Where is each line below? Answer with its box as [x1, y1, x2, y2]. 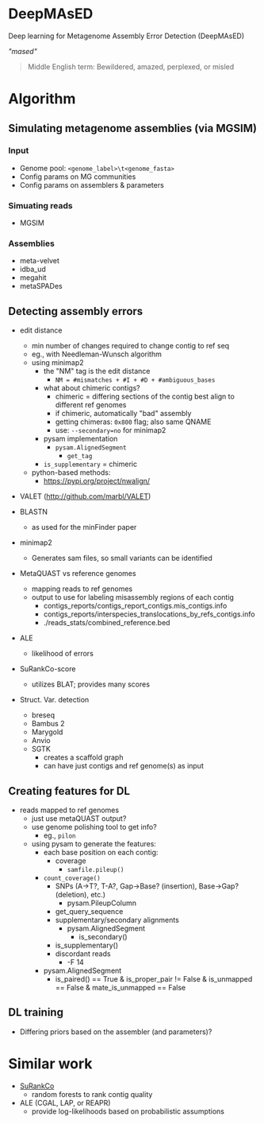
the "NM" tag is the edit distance [43, 367, 151, 376]
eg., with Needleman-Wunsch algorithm [31, 349, 163, 359]
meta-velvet [19, 256, 59, 266]
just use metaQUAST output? [31, 814, 127, 823]
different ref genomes [55, 400, 127, 410]
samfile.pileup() [67, 866, 124, 874]
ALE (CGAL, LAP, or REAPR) [19, 1098, 111, 1107]
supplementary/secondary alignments [55, 916, 180, 925]
